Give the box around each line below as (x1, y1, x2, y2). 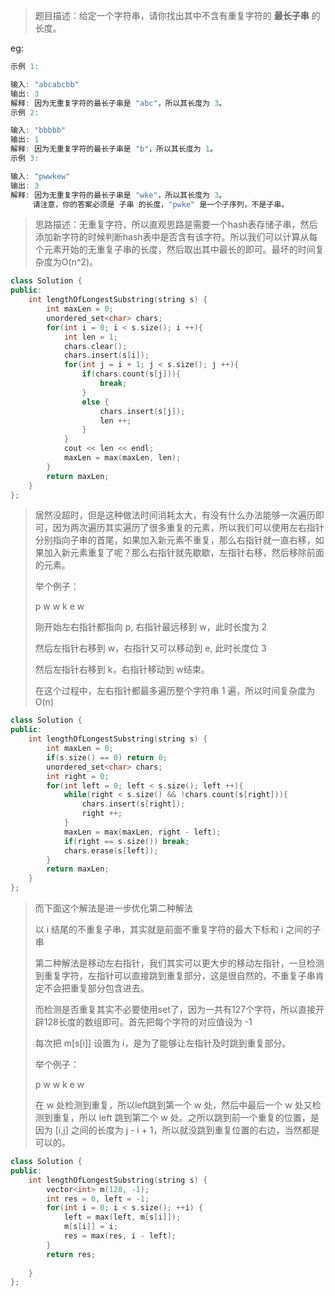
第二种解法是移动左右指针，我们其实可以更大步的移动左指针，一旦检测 (34, 957, 325, 969)
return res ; (46, 1249, 97, 1259)
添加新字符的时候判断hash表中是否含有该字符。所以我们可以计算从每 (34, 231, 318, 243)
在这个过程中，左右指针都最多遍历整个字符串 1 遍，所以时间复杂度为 (34, 685, 316, 697)
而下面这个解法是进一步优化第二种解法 (34, 902, 193, 914)
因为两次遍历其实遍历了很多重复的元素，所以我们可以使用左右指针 (52, 522, 325, 534)
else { (81, 397, 110, 407)
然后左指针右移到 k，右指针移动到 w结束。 (34, 664, 210, 676)
